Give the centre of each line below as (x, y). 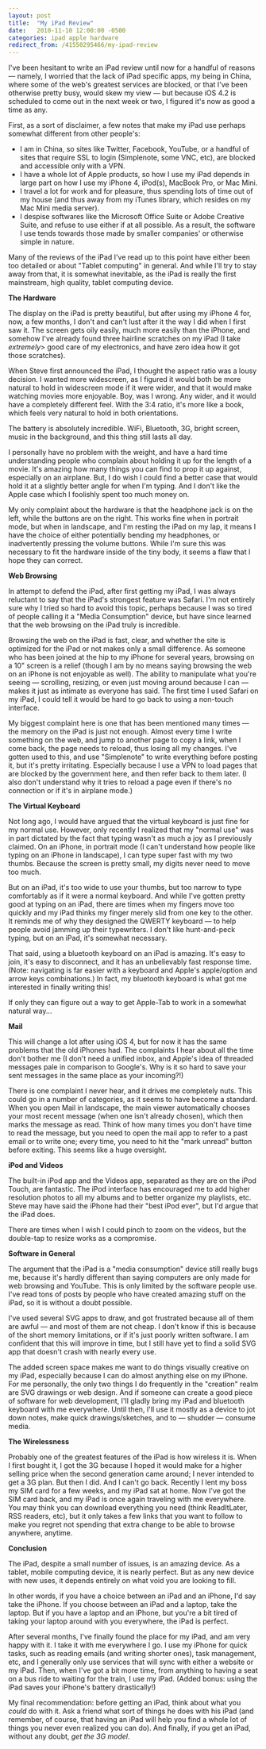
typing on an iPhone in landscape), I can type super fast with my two (120, 855)
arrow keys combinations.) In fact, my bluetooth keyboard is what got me (128, 979)
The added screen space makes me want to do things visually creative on (129, 1367)
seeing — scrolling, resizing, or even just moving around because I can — (128, 683)
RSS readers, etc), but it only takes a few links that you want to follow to (126, 1516)
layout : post (30, 15)
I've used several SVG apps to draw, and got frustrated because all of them (131, 1318)
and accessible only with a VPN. (72, 166)
